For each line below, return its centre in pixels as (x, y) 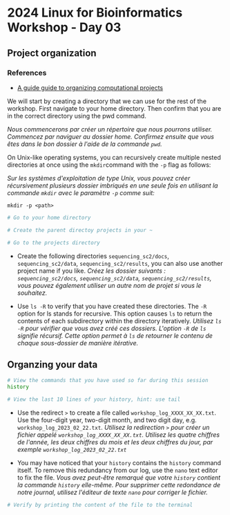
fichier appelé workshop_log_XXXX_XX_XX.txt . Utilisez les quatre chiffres (118, 435)
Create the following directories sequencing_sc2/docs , (93, 256)
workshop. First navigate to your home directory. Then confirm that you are (114, 108)
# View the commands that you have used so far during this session (108, 381)
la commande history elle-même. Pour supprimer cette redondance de (119, 485)
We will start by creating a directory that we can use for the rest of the (107, 101)
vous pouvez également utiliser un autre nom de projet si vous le (109, 285)
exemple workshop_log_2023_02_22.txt (72, 449)
